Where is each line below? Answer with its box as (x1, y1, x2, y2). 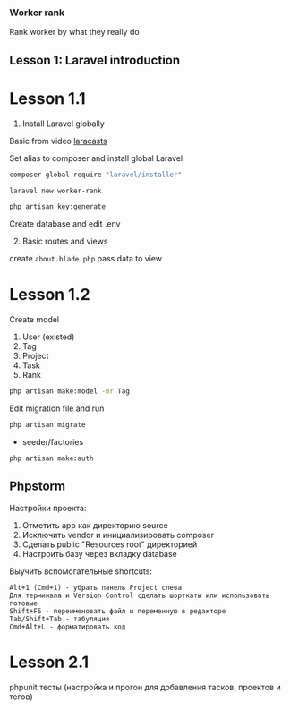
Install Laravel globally (21, 118, 105, 129)
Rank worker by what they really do (9, 27, 141, 38)
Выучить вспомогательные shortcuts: (9, 566, 152, 577)
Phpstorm (9, 479, 65, 494)
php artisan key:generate (9, 202, 106, 211)
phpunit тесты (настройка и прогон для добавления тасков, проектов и (9, 681, 281, 692)
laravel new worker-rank (9, 186, 102, 195)
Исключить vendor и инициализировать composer (21, 529, 215, 540)
